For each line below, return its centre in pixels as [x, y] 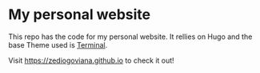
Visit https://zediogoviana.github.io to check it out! [91, 60]
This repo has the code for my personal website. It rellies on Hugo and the [130, 36]
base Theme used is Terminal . [58, 44]
